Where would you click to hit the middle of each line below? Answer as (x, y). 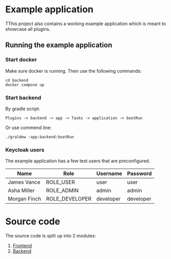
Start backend (23, 97)
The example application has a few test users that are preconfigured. (78, 161)
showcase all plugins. (28, 29)
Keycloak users (25, 149)
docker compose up (25, 85)
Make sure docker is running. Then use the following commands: (74, 71)
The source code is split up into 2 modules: (51, 236)
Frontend (22, 246)
